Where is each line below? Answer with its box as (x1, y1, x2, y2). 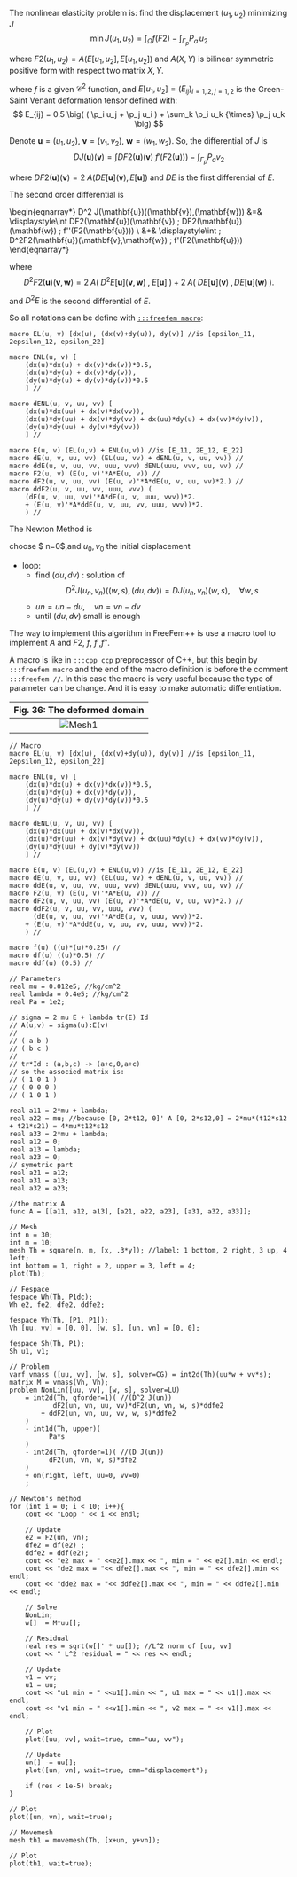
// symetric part (9, 1160, 74, 1169)
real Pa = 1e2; (9, 997, 66, 1006)
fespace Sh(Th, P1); (9, 1339, 86, 1347)
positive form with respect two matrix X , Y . (9, 65, 164, 75)
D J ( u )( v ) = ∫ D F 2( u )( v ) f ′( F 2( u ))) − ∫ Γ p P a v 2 (73, 151, 224, 166)
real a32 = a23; (9, 1183, 69, 1192)
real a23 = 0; (9, 1152, 62, 1161)
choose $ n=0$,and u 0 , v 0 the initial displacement (9, 541, 191, 554)
